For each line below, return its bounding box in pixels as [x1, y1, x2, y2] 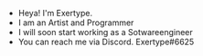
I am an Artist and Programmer [17, 17, 134, 28]
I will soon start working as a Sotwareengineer [17, 27, 194, 37]
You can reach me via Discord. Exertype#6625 [17, 36, 195, 47]
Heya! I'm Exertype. [17, 8, 93, 18]
